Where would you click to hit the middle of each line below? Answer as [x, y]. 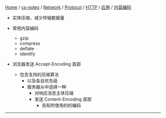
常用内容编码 [25, 28]
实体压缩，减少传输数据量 [38, 18]
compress [30, 43]
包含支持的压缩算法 [39, 75]
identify [27, 54]
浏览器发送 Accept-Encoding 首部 [46, 64]
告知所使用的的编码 [61, 105]
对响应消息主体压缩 [54, 93]
